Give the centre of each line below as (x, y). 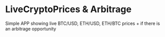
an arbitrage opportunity (31, 28)
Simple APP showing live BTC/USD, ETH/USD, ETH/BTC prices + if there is (83, 23)
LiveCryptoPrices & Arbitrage (68, 9)
